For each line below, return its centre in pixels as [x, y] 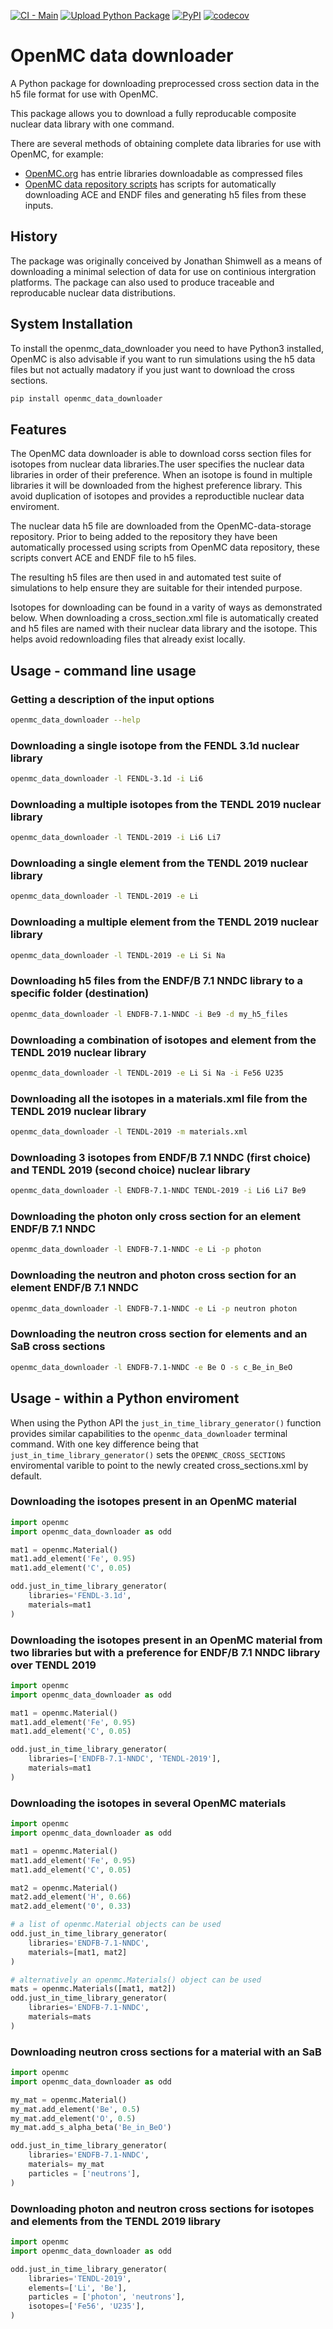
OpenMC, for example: [57, 154]
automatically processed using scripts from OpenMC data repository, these [165, 547]
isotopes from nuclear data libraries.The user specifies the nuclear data [157, 464]
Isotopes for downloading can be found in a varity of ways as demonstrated [166, 607]
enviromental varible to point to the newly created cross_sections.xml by [159, 1465]
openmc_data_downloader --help [75, 720]
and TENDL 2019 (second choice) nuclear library [130, 1170]
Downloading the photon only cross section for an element [156, 1217]
